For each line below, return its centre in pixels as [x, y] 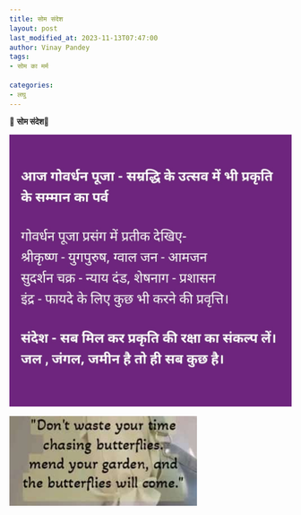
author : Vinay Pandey [50, 48]
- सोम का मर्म [29, 66]
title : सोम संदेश [36, 19]
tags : [19, 57]
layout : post [34, 28]
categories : [31, 85]
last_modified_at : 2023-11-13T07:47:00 [84, 38]
